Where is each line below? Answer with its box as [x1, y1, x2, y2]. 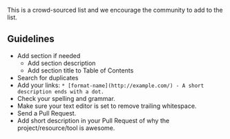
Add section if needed [17, 51, 81, 59]
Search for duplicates [17, 73, 79, 82]
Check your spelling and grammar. [17, 94, 115, 102]
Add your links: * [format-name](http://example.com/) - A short [17, 81, 204, 89]
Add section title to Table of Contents [27, 66, 134, 75]
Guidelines [7, 33, 55, 45]
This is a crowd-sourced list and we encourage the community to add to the [7, 6, 223, 14]
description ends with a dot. [17, 88, 105, 95]
